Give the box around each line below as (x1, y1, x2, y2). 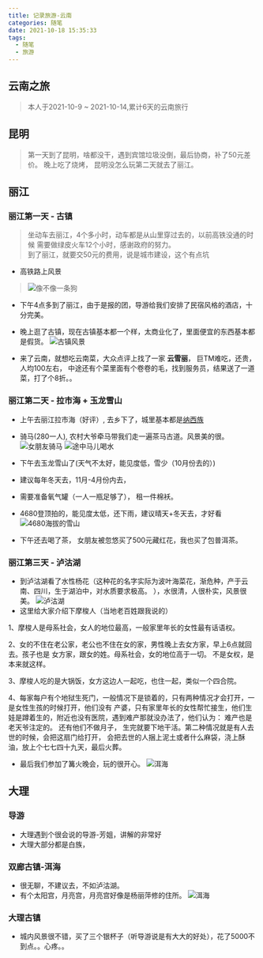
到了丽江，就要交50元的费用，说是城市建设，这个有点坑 (27, 250, 209, 259)
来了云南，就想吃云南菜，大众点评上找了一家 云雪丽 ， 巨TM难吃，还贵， (19, 353, 257, 364)
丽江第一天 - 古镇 (8, 210, 73, 221)
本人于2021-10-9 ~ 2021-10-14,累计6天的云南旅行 (27, 102, 189, 111)
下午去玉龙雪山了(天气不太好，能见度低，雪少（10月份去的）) (19, 458, 216, 467)
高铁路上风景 (19, 266, 62, 277)
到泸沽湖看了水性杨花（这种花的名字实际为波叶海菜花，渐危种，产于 (19, 576, 242, 586)
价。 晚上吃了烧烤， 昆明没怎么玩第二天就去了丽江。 (27, 160, 198, 169)
